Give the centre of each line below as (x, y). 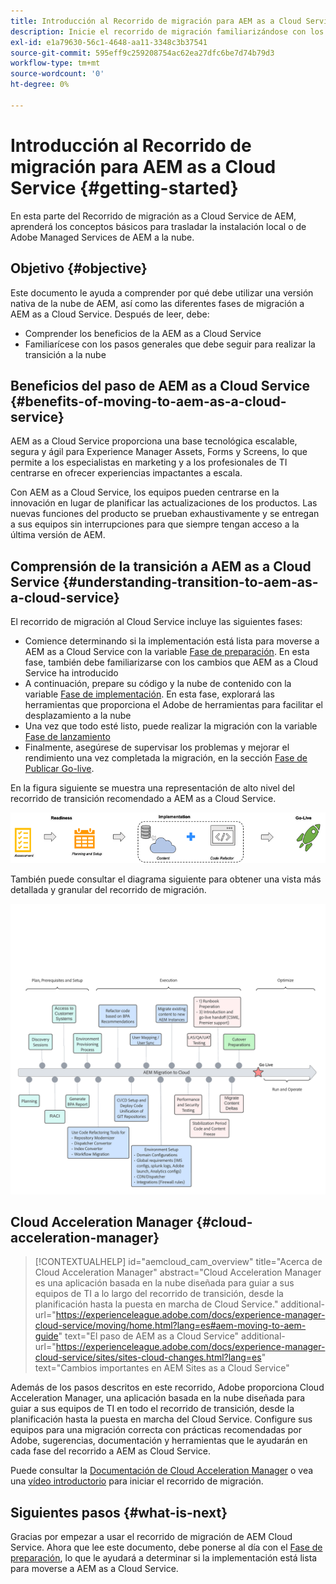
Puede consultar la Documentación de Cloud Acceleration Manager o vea (162, 1471)
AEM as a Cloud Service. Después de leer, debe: (110, 314)
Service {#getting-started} (124, 187)
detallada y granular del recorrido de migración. (108, 889)
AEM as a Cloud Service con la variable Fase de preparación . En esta (167, 652)
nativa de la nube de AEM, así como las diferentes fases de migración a (157, 303)
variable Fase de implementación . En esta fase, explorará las (149, 694)
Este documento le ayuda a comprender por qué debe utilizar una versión (162, 292)
